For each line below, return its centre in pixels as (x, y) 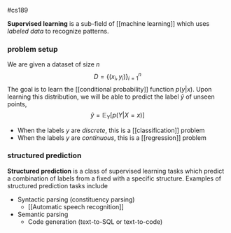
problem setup (33, 49)
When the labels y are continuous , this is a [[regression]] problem (112, 137)
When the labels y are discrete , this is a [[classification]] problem (111, 130)
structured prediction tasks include (58, 185)
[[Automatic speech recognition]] (76, 206)
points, (17, 104)
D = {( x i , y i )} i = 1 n (118, 77)
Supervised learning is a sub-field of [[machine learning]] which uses (108, 23)
